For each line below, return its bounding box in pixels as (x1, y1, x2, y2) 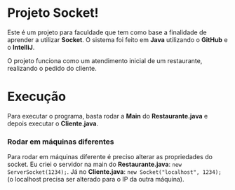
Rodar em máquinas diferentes (7, 137, 114, 147)
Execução (7, 89, 67, 104)
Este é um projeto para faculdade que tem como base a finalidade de (7, 28, 207, 36)
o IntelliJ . (7, 43, 35, 51)
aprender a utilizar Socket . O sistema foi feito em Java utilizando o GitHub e (7, 35, 228, 43)
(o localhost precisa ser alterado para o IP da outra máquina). (7, 175, 184, 184)
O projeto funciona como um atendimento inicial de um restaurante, (7, 56, 203, 65)
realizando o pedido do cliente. (7, 64, 97, 72)
